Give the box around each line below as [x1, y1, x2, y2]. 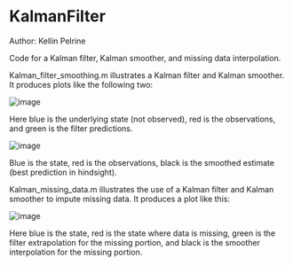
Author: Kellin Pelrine [9, 35, 86, 46]
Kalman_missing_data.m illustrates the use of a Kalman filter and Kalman [9, 184, 274, 194]
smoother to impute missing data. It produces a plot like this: [9, 193, 231, 204]
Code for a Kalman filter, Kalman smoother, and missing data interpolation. [9, 52, 281, 63]
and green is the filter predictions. [9, 122, 133, 134]
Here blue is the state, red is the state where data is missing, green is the [9, 228, 276, 239]
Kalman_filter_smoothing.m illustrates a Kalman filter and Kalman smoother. [9, 69, 285, 81]
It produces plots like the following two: [9, 79, 154, 90]
